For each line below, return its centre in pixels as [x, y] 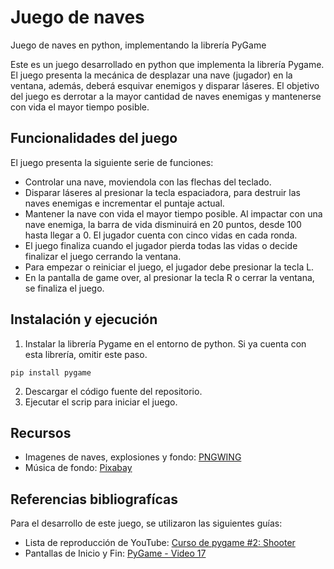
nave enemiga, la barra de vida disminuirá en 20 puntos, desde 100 [163, 224]
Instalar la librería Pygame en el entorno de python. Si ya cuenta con [165, 343]
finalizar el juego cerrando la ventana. [103, 256]
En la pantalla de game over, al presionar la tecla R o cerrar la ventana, [169, 277]
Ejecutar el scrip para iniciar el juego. [101, 402]
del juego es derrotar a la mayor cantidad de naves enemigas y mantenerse [166, 96]
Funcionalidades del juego [94, 138]
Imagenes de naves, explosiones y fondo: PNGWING [133, 457]
